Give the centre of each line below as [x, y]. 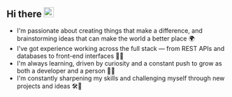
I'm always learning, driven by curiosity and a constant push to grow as [119, 64]
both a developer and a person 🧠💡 [66, 71]
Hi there [24, 14]
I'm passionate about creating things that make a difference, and [110, 31]
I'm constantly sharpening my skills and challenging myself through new [121, 78]
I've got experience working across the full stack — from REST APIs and [121, 49]
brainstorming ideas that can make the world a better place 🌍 [106, 38]
